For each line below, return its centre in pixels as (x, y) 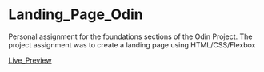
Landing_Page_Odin (76, 15)
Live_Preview (30, 60)
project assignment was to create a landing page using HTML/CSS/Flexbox (132, 44)
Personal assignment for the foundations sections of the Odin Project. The (130, 36)
